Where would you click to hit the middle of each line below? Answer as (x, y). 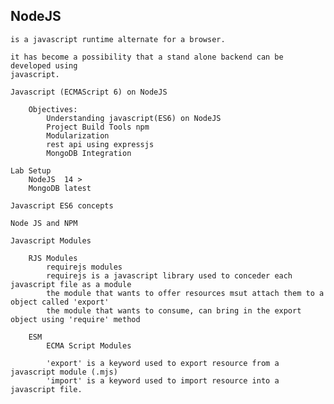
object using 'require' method (75, 319)
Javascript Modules (51, 240)
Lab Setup (31, 170)
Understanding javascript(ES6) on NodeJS (134, 118)
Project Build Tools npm (98, 127)
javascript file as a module (71, 284)
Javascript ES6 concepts (62, 205)
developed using (44, 65)
